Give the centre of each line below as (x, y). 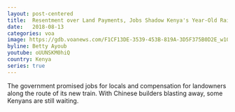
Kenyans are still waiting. (43, 100)
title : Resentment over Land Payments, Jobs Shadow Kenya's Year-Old (112, 20)
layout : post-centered (40, 14)
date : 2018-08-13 (36, 27)
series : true (26, 66)
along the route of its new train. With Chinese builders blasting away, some (115, 93)
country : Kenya (29, 59)
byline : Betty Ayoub (37, 46)
